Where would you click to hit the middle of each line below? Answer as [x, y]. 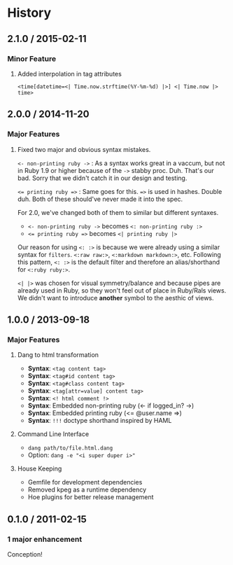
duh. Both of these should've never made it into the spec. [100, 199]
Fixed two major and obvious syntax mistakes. [84, 149]
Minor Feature [32, 59]
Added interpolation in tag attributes [70, 74]
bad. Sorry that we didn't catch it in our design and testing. [102, 178]
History [29, 13]
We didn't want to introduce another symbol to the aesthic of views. [116, 298]
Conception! [25, 554]
